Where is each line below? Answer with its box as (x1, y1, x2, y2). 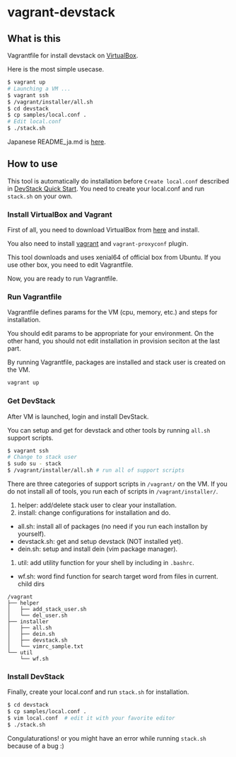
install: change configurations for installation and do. (17, 508, 171, 517)
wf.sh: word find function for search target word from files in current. (17, 572, 218, 581)
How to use (7, 158, 58, 170)
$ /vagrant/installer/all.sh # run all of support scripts (7, 467, 185, 474)
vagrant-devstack (7, 4, 115, 21)
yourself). (17, 530, 46, 538)
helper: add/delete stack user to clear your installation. (17, 501, 177, 510)
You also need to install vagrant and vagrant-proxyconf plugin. (7, 239, 189, 248)
